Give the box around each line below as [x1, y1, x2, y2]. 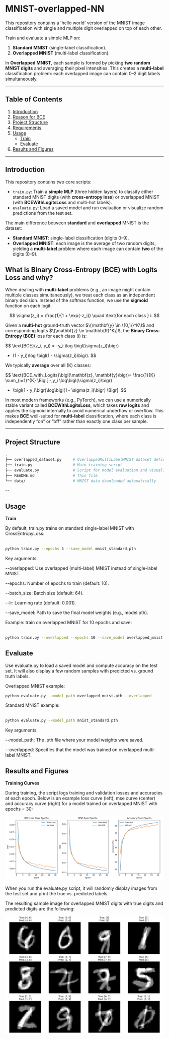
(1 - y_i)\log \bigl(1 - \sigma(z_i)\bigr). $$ [12, 352, 97, 358]
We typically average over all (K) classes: [5, 362, 92, 369]
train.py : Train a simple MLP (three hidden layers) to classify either [12, 189, 153, 195]
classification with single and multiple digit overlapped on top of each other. [5, 25, 162, 31]
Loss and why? [5, 273, 53, 282]
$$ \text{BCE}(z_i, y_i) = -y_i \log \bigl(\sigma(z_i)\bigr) [5, 343, 119, 349]
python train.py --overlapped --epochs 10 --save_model [5, 635, 125, 640]
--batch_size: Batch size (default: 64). [5, 590, 84, 596]
